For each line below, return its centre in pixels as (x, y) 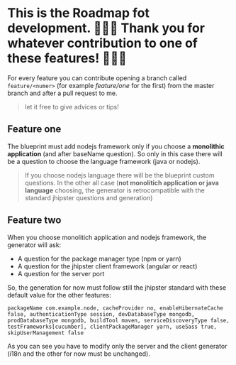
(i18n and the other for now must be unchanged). (79, 354)
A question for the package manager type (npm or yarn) (100, 258)
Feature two (34, 220)
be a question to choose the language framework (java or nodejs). (104, 161)
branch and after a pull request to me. (62, 93)
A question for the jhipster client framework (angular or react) (107, 266)
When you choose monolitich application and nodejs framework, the (107, 237)
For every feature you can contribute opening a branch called (97, 78)
